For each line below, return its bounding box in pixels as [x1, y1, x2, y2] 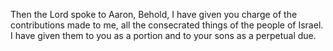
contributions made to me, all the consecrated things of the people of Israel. [10, 19, 324, 31]
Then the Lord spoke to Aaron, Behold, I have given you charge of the [10, 9, 298, 20]
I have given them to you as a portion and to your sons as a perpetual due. [10, 30, 317, 41]
